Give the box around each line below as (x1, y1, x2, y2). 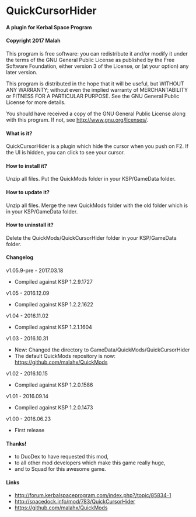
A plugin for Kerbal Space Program (6, 23, 92, 30)
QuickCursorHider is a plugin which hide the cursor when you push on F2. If (6, 143, 189, 150)
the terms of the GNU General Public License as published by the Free (6, 56, 175, 63)
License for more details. (6, 98, 66, 106)
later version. (6, 68, 38, 75)
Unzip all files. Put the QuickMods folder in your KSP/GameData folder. (6, 175, 176, 182)
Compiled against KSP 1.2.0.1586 (14, 381, 93, 388)
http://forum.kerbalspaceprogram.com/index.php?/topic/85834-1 (14, 492, 171, 499)
